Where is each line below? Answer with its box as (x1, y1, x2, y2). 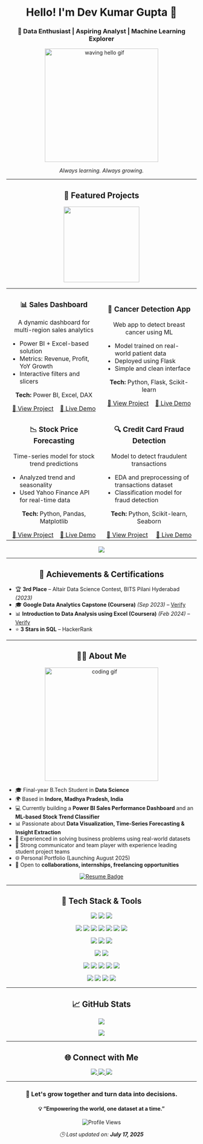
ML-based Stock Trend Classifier (14, 813, 100, 820)
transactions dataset (114, 481, 173, 489)
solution (19, 347, 42, 356)
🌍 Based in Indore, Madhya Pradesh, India (14, 795, 124, 802)
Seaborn (137, 517, 161, 526)
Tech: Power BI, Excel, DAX (14, 391, 93, 399)
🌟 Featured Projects (63, 190, 140, 200)
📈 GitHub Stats (72, 999, 131, 1009)
